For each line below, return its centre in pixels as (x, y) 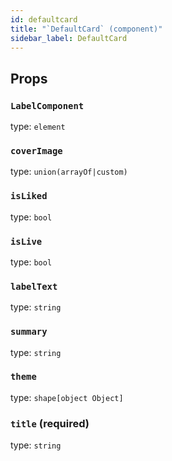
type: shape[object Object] (67, 397)
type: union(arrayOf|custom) (69, 172)
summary (29, 332)
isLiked (29, 196)
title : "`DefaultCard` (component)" (86, 29)
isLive (26, 241)
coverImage (36, 150)
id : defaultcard (44, 19)
